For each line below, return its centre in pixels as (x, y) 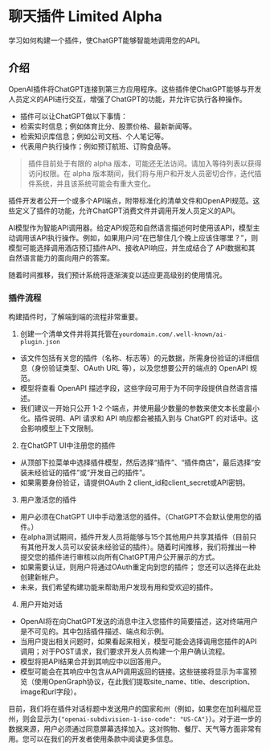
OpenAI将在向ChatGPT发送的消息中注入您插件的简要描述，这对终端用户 (139, 622)
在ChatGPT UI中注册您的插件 (68, 445)
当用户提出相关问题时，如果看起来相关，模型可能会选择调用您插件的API (138, 642)
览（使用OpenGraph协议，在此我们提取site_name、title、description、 (137, 682)
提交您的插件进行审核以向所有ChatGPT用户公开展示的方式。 (119, 557)
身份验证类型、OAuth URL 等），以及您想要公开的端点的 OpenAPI (141, 368)
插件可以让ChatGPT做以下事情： (74, 116)
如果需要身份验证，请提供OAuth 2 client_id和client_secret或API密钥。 (135, 482)
